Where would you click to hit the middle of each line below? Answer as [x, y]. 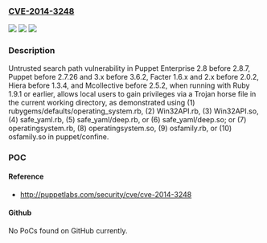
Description [32, 51]
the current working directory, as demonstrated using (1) [102, 102]
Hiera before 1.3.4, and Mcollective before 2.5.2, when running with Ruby [129, 85]
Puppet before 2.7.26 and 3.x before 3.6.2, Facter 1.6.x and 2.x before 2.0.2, [134, 76]
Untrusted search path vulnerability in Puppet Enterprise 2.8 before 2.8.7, [129, 68]
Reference [26, 177]
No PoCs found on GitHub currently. [68, 230]
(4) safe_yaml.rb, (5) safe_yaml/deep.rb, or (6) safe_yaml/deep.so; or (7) [127, 119]
